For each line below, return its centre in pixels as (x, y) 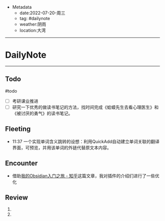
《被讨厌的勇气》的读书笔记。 (42, 113)
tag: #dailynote (35, 18)
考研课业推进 (25, 101)
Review (17, 197)
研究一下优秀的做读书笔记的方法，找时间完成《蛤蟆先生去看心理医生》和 (85, 107)
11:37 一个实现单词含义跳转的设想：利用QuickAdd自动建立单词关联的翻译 (86, 141)
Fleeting (18, 129)
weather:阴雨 (33, 24)
